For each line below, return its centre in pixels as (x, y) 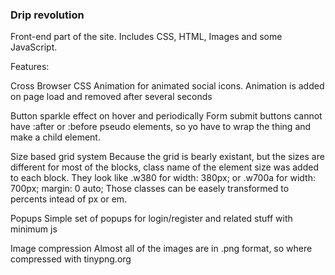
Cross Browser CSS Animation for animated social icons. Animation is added (167, 86)
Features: (30, 67)
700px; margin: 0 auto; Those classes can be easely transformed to (150, 189)
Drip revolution (47, 15)
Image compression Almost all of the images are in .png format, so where (161, 249)
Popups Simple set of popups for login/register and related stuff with (151, 219)
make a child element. (55, 137)
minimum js (34, 229)
